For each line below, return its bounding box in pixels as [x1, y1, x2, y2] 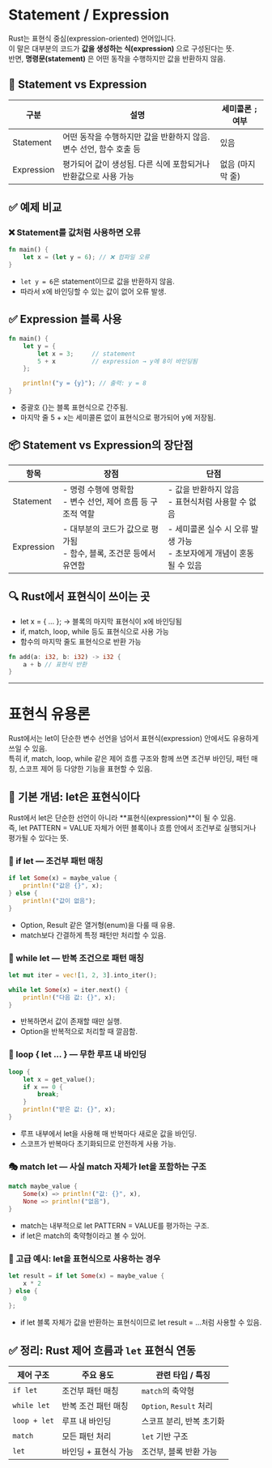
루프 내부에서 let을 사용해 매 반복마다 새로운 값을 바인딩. [19, 1128, 197, 1138]
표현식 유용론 [8, 705, 91, 724]
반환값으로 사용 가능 [62, 170, 135, 181]
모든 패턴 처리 [62, 1431, 112, 1442]
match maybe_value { [8, 1182, 79, 1191]
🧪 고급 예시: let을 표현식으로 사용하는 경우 [8, 1253, 161, 1264]
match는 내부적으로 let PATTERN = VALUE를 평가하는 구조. [19, 1220, 210, 1230]
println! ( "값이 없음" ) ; [23, 896, 96, 904]
